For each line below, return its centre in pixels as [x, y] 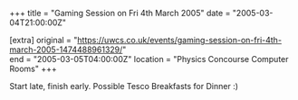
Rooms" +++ [33, 68]
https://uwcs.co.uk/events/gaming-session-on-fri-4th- [179, 40]
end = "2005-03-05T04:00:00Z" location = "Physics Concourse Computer [149, 59]
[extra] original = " [43, 40]
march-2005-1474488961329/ [66, 50]
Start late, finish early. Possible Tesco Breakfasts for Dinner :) [124, 86]
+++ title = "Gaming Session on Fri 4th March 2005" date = [120, 13]
